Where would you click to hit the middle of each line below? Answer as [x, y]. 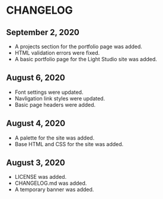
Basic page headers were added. [55, 105]
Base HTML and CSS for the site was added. [69, 144]
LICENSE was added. [41, 177]
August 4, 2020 [36, 123]
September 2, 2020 [43, 32]
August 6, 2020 [36, 78]
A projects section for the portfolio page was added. [78, 46]
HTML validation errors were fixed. [57, 53]
